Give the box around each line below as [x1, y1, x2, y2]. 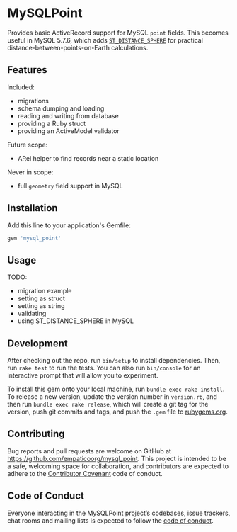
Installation [7, 202, 58, 214]
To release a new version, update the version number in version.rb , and [7, 392, 218, 401]
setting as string [17, 302, 65, 310]
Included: [7, 83, 35, 91]
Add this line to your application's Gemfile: [7, 221, 131, 230]
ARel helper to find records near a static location [17, 154, 159, 162]
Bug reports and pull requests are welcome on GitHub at [7, 446, 172, 455]
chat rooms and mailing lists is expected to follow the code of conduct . [7, 516, 214, 525]
